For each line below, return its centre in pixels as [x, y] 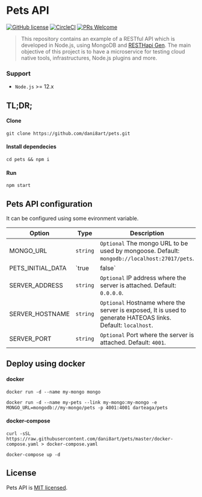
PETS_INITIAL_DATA [38, 268]
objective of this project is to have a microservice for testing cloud [103, 51]
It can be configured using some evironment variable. [72, 218]
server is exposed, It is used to [143, 310]
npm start [19, 186]
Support [19, 73]
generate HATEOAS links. [136, 318]
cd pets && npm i [28, 160]
